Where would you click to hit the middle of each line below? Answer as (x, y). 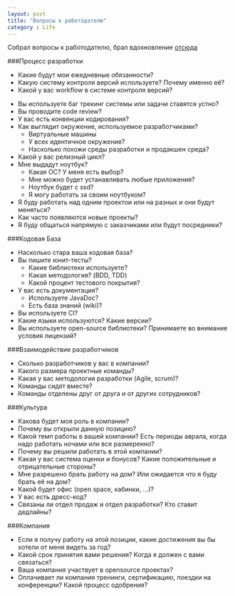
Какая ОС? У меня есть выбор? (76, 172)
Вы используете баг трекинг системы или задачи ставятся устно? (118, 104)
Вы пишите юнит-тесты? (55, 260)
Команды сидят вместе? (55, 386)
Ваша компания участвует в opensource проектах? (95, 570)
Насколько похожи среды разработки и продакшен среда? (119, 150)
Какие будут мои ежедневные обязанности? (85, 75)
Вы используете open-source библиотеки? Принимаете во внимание (122, 328)
